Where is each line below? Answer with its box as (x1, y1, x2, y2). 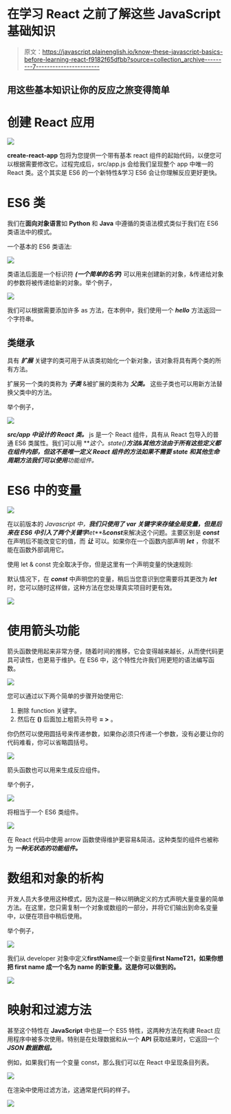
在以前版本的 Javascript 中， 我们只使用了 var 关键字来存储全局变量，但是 (7, 519, 217, 528)
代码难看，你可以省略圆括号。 (7, 738, 91, 747)
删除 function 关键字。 (16, 706, 81, 714)
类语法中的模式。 (7, 228, 56, 236)
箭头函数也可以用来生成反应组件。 (7, 765, 104, 774)
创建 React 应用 (7, 114, 95, 130)
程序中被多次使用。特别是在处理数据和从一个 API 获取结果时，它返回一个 (12, 1035, 220, 1043)
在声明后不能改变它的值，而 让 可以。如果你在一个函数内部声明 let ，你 (7, 537, 208, 545)
